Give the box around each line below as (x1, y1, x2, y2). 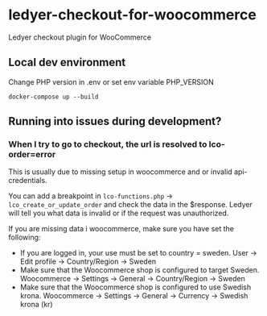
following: (8, 232, 41, 243)
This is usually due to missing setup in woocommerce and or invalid (8, 167, 233, 177)
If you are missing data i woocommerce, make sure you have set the (8, 224, 235, 234)
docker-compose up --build (8, 93, 99, 101)
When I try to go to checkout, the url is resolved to (8, 139, 207, 150)
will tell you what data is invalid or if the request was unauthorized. (8, 208, 229, 218)
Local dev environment (8, 56, 126, 69)
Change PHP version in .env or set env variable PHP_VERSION (8, 77, 215, 86)
